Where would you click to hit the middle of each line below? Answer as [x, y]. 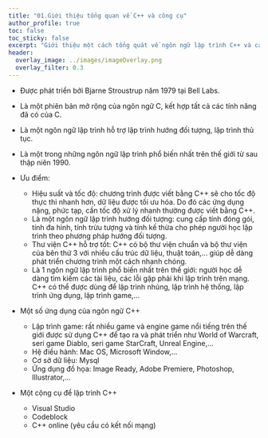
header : [21, 53]
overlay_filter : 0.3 [49, 68]
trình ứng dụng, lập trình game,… [86, 295]
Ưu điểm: [35, 177]
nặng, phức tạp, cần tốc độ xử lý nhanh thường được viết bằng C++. [143, 210]
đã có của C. [41, 114]
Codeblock [49, 416]
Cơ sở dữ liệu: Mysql [65, 360]
